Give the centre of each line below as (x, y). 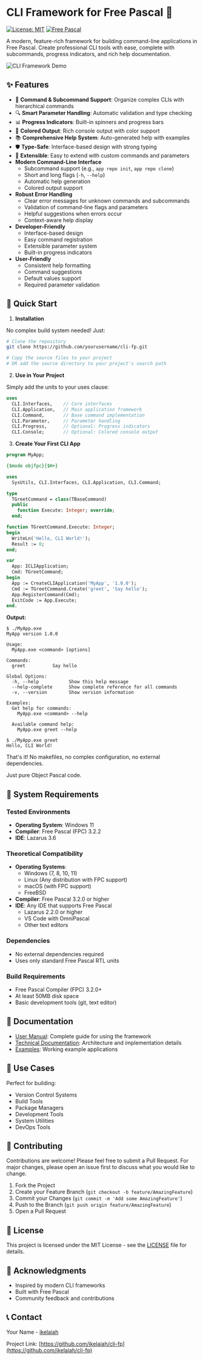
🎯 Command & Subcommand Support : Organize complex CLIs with (99, 99)
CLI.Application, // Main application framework (77, 409)
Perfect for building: (31, 1083)
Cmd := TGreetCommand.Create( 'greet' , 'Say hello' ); (80, 589)
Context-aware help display (58, 220)
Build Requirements (36, 976)
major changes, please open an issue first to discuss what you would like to (101, 1167)
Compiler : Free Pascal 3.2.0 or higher (62, 899)
